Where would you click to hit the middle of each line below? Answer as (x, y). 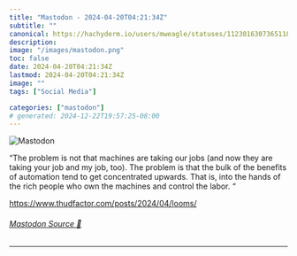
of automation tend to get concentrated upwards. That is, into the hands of (145, 177)
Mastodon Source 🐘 (46, 223)
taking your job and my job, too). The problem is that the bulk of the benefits (148, 167)
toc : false (29, 58)
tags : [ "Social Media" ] (53, 91)
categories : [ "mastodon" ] (57, 107)
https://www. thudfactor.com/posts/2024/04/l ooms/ (103, 204)
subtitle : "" (33, 26)
